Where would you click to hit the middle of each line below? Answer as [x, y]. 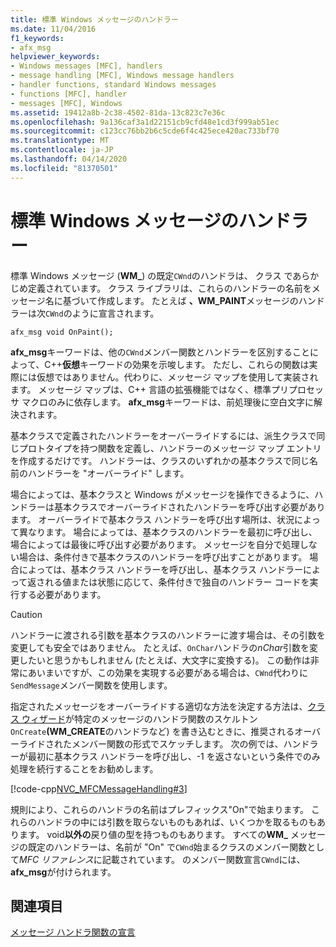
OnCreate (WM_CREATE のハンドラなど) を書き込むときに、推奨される [152, 731]
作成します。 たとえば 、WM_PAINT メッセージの [198, 300]
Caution [26, 614]
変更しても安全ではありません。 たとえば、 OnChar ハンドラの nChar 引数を [160, 647]
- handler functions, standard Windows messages [113, 85]
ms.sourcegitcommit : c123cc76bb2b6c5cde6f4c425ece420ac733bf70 [145, 131]
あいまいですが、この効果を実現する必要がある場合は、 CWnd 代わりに [167, 672]
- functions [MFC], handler [69, 94]
